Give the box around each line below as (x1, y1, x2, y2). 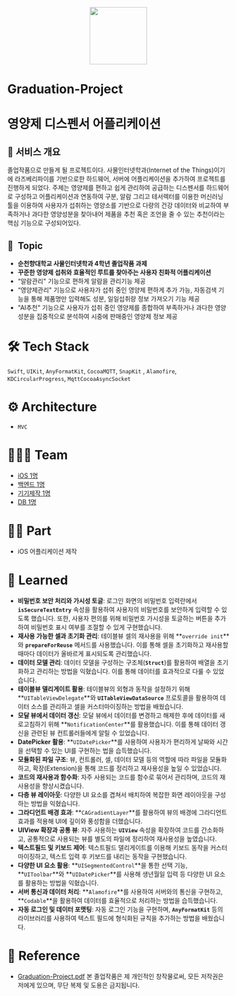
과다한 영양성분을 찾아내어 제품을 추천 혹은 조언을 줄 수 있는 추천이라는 (31, 210, 225, 219)
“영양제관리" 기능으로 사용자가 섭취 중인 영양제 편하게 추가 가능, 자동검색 (17, 286, 217, 294)
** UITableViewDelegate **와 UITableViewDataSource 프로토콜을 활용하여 (17, 693, 218, 702)
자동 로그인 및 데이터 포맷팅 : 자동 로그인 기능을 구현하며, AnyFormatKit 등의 (17, 905, 223, 913)
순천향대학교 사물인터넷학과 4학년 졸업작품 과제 (17, 260, 148, 268)
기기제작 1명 (17, 489, 51, 497)
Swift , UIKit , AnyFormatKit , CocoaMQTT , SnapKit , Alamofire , (7, 367, 178, 375)
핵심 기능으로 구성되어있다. (7, 219, 81, 227)
